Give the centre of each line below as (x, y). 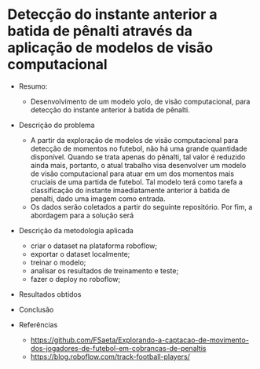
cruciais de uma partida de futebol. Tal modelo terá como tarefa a (136, 181)
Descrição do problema (57, 125)
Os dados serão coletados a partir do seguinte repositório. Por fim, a (141, 206)
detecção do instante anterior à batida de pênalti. (110, 110)
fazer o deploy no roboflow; (75, 279)
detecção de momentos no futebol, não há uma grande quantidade (139, 148)
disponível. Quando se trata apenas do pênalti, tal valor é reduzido (138, 157)
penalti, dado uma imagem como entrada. (98, 199)
